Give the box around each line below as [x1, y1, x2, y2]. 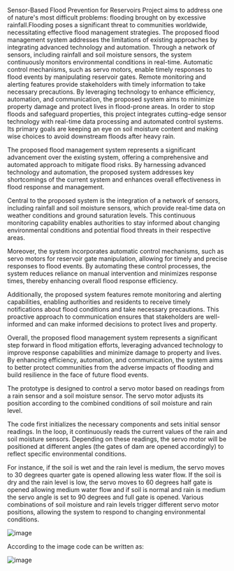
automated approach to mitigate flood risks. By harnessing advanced [7, 161, 206, 168]
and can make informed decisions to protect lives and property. [34, 320, 218, 328]
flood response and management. [7, 183, 105, 191]
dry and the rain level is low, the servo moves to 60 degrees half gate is [7, 478, 213, 486]
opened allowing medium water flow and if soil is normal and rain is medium [7, 486, 226, 493]
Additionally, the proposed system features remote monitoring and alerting [7, 290, 222, 298]
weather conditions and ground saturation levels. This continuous [7, 211, 196, 219]
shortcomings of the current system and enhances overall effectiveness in [7, 175, 221, 184]
